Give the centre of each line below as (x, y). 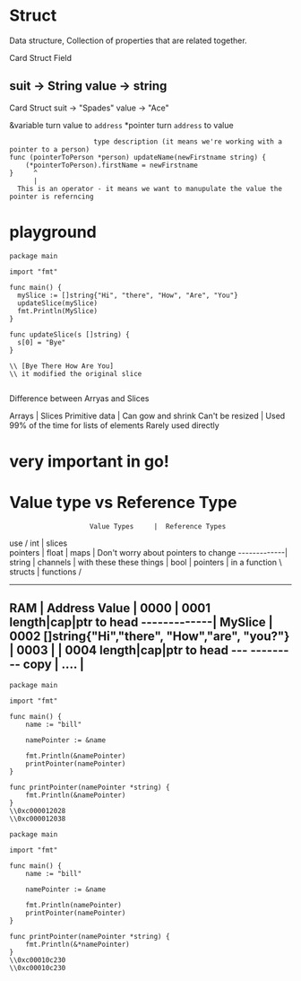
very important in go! (90, 461)
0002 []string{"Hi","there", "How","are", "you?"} (150, 637)
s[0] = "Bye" (42, 342)
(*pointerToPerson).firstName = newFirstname (112, 165)
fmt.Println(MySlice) (58, 311)
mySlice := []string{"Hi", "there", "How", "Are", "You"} (128, 295)
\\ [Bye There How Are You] (62, 366)
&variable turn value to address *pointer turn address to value (122, 125)
